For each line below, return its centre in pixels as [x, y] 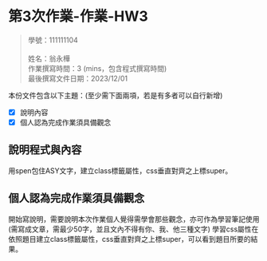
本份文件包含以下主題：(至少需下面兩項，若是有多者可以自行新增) [116, 95]
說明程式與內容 [45, 150]
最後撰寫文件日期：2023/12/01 [78, 78]
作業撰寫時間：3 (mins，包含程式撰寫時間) [97, 68]
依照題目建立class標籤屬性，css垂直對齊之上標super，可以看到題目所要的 [130, 239]
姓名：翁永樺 [49, 58]
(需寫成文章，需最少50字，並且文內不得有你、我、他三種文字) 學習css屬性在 [133, 229]
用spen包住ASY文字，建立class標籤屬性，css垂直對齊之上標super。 [120, 170]
